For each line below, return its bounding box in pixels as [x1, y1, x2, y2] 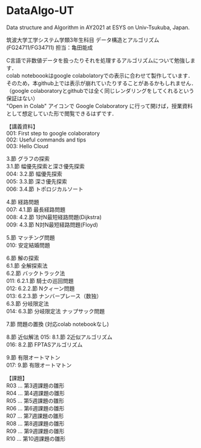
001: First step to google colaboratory [6, 129, 100, 137]
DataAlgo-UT [6, 4, 74, 18]
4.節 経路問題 [6, 198, 39, 205]
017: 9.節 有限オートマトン [6, 361, 72, 368]
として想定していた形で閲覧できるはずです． [6, 110, 117, 117]
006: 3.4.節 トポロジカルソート [6, 185, 84, 192]
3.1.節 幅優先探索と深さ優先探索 [6, 162, 85, 170]
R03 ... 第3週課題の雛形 [6, 382, 65, 389]
